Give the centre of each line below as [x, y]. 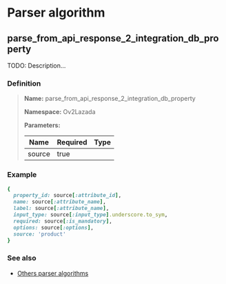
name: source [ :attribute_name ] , [60, 202]
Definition [24, 83]
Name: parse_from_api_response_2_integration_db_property [110, 99]
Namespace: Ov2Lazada [60, 112]
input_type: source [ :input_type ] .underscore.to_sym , [91, 215]
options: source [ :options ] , [54, 227]
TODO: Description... [37, 66]
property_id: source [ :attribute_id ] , [68, 196]
